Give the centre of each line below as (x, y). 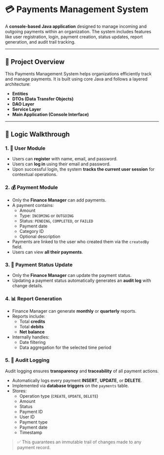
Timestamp (31, 432)
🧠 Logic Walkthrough (37, 134)
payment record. (34, 447)
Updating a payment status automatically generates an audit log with (82, 281)
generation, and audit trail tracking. (40, 42)
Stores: (19, 391)
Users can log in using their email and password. (61, 164)
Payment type (33, 422)
